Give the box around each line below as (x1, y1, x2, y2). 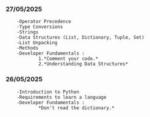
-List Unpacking (16, 40, 58, 46)
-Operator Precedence (16, 19, 71, 25)
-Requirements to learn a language (16, 94, 107, 100)
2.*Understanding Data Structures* (38, 61, 129, 67)
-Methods (16, 45, 39, 52)
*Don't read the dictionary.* (38, 105, 115, 111)
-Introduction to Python (16, 89, 80, 95)
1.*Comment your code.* (38, 56, 98, 62)
